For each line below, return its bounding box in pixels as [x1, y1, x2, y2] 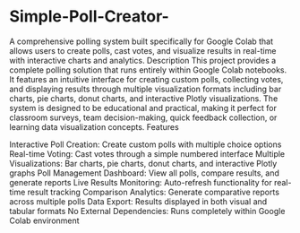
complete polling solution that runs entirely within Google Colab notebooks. [9, 65, 287, 75]
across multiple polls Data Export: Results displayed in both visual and [9, 195, 268, 207]
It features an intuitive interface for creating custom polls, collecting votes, [9, 73, 284, 84]
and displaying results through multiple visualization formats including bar [9, 83, 282, 94]
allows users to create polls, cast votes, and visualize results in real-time [9, 45, 277, 56]
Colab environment [9, 215, 80, 226]
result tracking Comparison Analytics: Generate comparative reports [27, 186, 280, 197]
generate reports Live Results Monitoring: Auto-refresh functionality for [9, 177, 272, 187]
